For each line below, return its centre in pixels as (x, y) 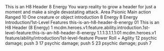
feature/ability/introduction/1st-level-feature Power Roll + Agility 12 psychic (81, 38)
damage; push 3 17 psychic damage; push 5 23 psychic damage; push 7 (78, 43)
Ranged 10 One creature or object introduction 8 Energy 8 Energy (71, 17)
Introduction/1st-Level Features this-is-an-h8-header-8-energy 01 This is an (82, 22)
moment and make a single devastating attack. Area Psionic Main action (78, 12)
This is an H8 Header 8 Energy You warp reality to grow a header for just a (81, 7)
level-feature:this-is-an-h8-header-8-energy (50, 33)
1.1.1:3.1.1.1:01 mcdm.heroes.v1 (126, 33)
